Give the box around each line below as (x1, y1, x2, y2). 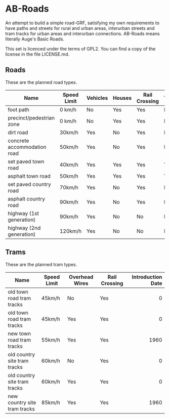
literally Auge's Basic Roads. (5, 36, 65, 42)
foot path (8, 106, 29, 113)
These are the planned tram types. (5, 261, 77, 267)
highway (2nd (8, 224, 41, 231)
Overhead (69, 273, 94, 280)
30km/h (59, 129, 78, 136)
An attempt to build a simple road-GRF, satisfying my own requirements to (5, 20, 160, 26)
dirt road (8, 129, 28, 136)
